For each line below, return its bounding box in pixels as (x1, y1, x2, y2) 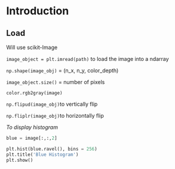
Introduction (6, 4, 69, 18)
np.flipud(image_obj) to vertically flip (6, 100, 98, 107)
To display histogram (6, 124, 59, 131)
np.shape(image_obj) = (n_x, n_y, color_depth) (6, 67, 119, 74)
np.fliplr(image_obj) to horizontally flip (6, 112, 105, 119)
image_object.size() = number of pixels (6, 79, 105, 85)
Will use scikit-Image (6, 44, 58, 51)
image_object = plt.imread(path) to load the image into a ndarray (6, 56, 169, 62)
